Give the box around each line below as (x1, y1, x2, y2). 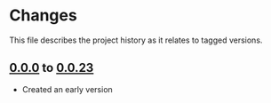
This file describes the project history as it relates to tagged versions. (9, 35, 263, 45)
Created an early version (21, 83, 113, 94)
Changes (9, 5, 77, 26)
